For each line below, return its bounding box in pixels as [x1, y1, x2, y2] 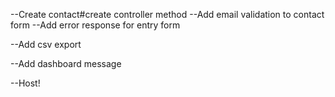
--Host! [10, 77, 41, 89]
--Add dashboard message [10, 58, 122, 69]
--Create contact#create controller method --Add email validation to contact [10, 9, 325, 20]
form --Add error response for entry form [10, 19, 181, 31]
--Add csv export [10, 39, 82, 50]
